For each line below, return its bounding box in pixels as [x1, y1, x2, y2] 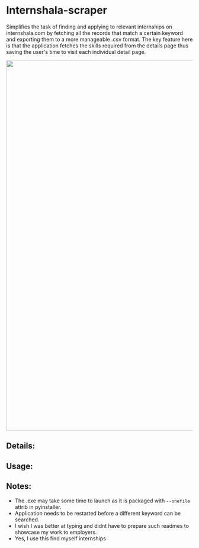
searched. [14, 516, 40, 523]
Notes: [6, 481, 31, 492]
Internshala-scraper [6, 4, 108, 17]
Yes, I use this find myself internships [14, 534, 107, 542]
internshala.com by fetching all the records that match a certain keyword [6, 29, 184, 36]
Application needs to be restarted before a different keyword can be [14, 509, 181, 517]
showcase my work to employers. [14, 528, 97, 536]
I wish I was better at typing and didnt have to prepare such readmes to [14, 522, 190, 529]
